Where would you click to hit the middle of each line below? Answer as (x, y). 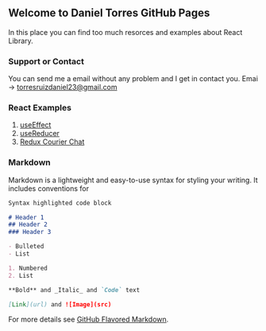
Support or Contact (46, 61)
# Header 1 (26, 217)
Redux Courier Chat (52, 142)
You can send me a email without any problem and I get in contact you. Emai (133, 79)
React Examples (40, 108)
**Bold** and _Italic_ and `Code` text (74, 290)
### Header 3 (30, 232)
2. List (21, 275)
